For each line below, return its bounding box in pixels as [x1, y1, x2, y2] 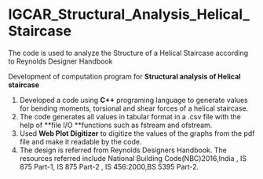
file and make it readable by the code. [19, 137, 142, 146]
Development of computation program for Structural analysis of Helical [8, 71, 241, 81]
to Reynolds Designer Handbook [8, 57, 113, 66]
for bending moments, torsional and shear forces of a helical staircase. [19, 104, 249, 113]
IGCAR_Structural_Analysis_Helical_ [8, 5, 250, 24]
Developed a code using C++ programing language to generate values [19, 95, 249, 104]
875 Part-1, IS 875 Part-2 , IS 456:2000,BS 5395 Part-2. [19, 162, 199, 171]
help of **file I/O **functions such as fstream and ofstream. [19, 120, 213, 130]
